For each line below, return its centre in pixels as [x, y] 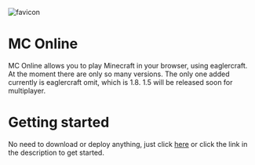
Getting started [59, 123]
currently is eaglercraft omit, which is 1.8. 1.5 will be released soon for [120, 82]
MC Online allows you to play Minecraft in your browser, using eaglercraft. [128, 65]
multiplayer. [27, 90]
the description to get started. [56, 152]
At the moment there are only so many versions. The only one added [119, 74]
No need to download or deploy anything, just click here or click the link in [128, 144]
